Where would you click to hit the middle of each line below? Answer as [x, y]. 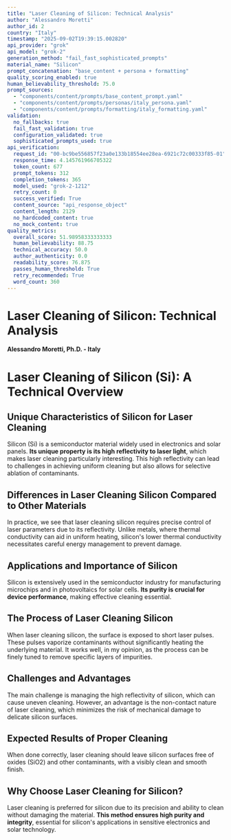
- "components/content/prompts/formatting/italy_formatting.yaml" [110, 109]
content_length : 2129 [44, 212]
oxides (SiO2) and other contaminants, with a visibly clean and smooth [107, 762]
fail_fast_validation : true [54, 128]
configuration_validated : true [58, 135]
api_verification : [33, 148]
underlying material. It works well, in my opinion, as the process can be [108, 649]
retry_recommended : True [49, 275]
